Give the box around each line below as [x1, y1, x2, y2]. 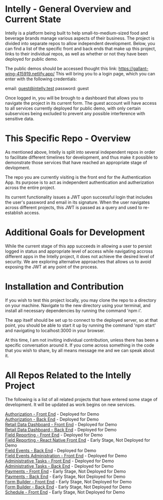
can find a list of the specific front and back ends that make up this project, [5, 46, 156, 51]
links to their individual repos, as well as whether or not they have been [5, 50, 148, 57]
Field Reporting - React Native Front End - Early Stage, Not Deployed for [5, 437, 150, 443]
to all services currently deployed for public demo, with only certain [5, 105, 141, 111]
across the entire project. [5, 185, 56, 190]
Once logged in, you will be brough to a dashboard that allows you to [5, 95, 143, 101]
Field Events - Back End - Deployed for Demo [5, 447, 97, 453]
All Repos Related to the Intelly [5, 370, 132, 381]
